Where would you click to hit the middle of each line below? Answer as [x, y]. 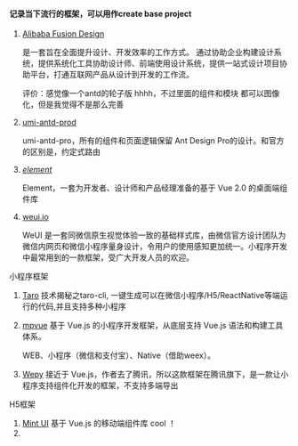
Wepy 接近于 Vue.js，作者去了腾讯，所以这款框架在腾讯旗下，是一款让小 [155, 375]
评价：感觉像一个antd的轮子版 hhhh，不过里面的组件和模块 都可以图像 [151, 93]
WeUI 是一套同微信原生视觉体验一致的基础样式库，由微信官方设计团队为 [154, 235]
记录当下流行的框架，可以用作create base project [101, 13]
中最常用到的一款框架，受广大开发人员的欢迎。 [108, 257]
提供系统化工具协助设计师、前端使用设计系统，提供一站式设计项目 [159, 63]
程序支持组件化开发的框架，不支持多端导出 [100, 385]
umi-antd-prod [49, 122]
